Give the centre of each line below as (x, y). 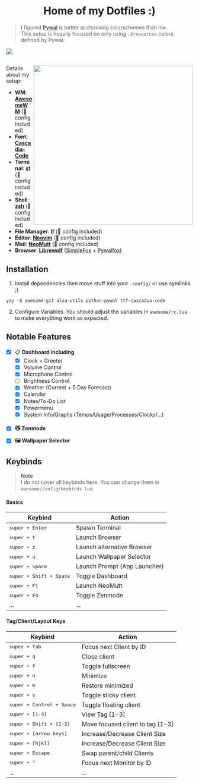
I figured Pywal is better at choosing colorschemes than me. (94, 27)
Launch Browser (99, 537)
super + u (22, 557)
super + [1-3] (28, 714)
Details (15, 68)
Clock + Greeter (43, 361)
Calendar (35, 394)
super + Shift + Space (40, 576)
